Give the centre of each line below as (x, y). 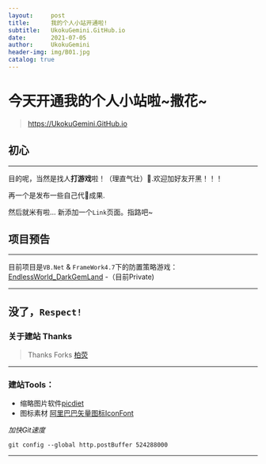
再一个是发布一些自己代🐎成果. (57, 195)
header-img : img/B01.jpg (49, 52)
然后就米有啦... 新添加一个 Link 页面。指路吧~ (80, 212)
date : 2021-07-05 (47, 38)
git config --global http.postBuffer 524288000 (88, 445)
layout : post (37, 15)
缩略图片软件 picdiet (52, 403)
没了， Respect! (45, 312)
